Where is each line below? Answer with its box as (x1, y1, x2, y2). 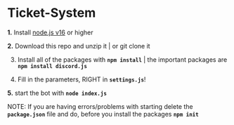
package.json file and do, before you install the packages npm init (7, 110, 199, 118)
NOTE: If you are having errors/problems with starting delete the (7, 102, 193, 110)
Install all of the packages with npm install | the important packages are (17, 55, 228, 64)
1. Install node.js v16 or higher (7, 28, 93, 37)
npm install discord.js (17, 63, 88, 70)
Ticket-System (7, 5, 96, 21)
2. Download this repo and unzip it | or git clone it (7, 41, 150, 50)
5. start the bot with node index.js (7, 88, 108, 97)
